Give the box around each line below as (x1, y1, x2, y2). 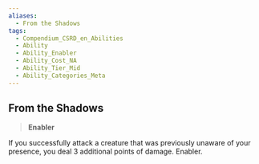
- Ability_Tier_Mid (15, 64, 81, 72)
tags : (8, 27, 26, 35)
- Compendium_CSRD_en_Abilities (15, 34, 124, 43)
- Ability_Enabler (15, 49, 78, 57)
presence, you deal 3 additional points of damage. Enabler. (8, 146, 203, 157)
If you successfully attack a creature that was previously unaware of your (8, 138, 251, 148)
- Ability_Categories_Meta (15, 72, 106, 80)
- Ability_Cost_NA (15, 57, 78, 65)
